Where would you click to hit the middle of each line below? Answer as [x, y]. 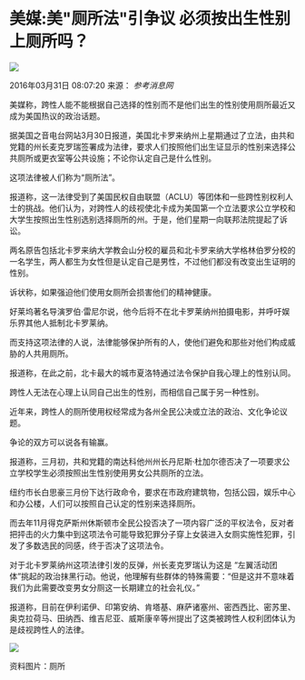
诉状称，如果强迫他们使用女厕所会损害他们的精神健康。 [113, 292]
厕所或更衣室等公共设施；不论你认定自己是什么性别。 [116, 158]
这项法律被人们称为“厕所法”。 [65, 177]
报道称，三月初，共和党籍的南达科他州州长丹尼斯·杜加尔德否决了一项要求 [146, 461]
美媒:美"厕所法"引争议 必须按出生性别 [150, 19]
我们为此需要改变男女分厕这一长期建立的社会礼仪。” [105, 587]
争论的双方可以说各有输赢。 [61, 442]
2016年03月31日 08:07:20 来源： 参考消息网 [92, 85]
